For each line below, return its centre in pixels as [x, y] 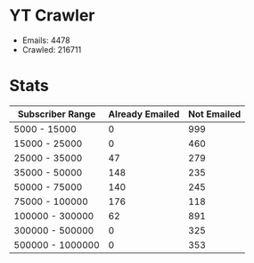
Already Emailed [144, 114]
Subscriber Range [57, 114]
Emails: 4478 [46, 40]
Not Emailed [215, 114]
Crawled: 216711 [52, 49]
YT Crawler [52, 16]
